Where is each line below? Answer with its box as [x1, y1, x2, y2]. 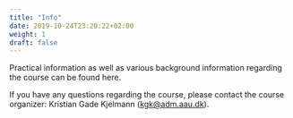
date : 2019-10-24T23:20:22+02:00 [9, 21, 134, 30]
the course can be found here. [9, 72, 122, 83]
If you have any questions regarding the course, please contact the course [9, 89, 285, 100]
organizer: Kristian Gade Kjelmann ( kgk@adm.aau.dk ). [9, 99, 210, 110]
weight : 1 [9, 29, 47, 38]
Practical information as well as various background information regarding [9, 63, 282, 73]
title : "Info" [9, 13, 63, 22]
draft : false [9, 38, 58, 47]
